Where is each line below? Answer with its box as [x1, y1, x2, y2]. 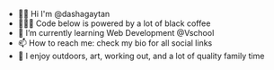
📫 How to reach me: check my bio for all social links [17, 38, 213, 48]
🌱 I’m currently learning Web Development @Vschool [17, 28, 215, 38]
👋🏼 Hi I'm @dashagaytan [17, 9, 110, 19]
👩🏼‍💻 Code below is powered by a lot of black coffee [17, 18, 211, 29]
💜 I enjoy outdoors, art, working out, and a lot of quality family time [17, 50, 265, 61]
